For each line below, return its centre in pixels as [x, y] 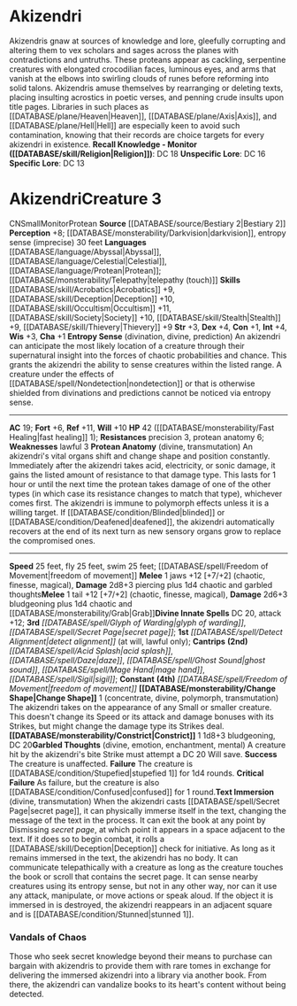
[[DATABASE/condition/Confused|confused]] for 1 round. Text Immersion [142, 792]
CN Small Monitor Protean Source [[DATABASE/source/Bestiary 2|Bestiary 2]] [148, 223]
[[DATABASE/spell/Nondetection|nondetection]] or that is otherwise [132, 383]
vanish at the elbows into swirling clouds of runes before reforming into [139, 78]
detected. [27, 994]
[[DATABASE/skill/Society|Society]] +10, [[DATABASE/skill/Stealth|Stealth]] [145, 317]
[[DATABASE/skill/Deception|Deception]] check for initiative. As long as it [142, 848]
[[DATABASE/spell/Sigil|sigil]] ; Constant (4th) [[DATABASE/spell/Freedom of [148, 678]
